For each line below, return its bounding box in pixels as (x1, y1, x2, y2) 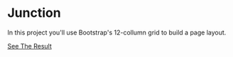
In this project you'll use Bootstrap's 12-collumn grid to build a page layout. (7, 28, 227, 37)
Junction (7, 5, 62, 21)
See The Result (7, 42, 52, 50)
